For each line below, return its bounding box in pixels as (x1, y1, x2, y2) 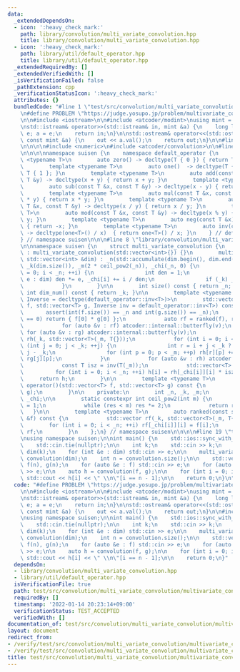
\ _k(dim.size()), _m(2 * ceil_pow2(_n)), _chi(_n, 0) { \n (20, 263, 200, 270)
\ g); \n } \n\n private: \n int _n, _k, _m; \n (20, 388, 209, 396)
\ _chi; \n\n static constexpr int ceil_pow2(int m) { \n (20, 395, 213, 402)
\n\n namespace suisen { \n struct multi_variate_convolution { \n (20, 243, 225, 250)
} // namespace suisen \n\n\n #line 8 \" (20, 236, 139, 243)
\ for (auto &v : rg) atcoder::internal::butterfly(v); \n (20, 329, 196, 336)
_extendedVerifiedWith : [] (14, 70, 94, 77)
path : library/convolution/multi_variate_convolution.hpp (20, 30, 196, 38)
